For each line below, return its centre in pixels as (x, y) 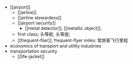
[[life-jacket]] (31, 56)
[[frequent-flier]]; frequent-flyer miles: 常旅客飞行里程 (73, 40)
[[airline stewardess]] (39, 18)
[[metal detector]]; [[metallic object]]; (63, 28)
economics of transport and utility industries (55, 46)
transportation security (33, 51)
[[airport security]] (36, 23)
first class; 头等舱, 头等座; (44, 34)
